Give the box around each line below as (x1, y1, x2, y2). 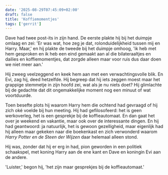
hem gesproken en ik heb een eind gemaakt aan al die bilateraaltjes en (5, 51, 151, 57)
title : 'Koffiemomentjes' (5, 16, 59, 21)
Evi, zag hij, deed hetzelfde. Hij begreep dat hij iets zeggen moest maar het (5, 76, 160, 82)
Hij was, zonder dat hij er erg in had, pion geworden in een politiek (5, 143, 142, 150)
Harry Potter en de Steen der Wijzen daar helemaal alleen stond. (5, 134, 138, 140)
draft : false (5, 12, 33, 17)
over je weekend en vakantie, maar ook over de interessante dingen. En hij (5, 118, 159, 124)
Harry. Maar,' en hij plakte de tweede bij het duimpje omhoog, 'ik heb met (5, 45, 156, 51)
